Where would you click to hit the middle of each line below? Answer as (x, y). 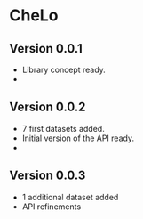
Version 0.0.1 (46, 49)
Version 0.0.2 (48, 107)
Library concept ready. (64, 69)
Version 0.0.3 (48, 176)
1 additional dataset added (70, 197)
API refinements (52, 207)
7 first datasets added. (63, 128)
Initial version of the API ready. (78, 138)
